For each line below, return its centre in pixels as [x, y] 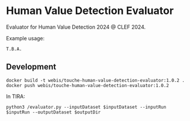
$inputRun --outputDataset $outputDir [53, 112]
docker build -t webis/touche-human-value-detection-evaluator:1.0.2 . [95, 80]
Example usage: [26, 38]
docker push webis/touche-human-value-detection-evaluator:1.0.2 [87, 85]
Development [31, 67]
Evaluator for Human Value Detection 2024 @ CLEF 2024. [76, 27]
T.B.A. [14, 49]
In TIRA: [16, 96]
